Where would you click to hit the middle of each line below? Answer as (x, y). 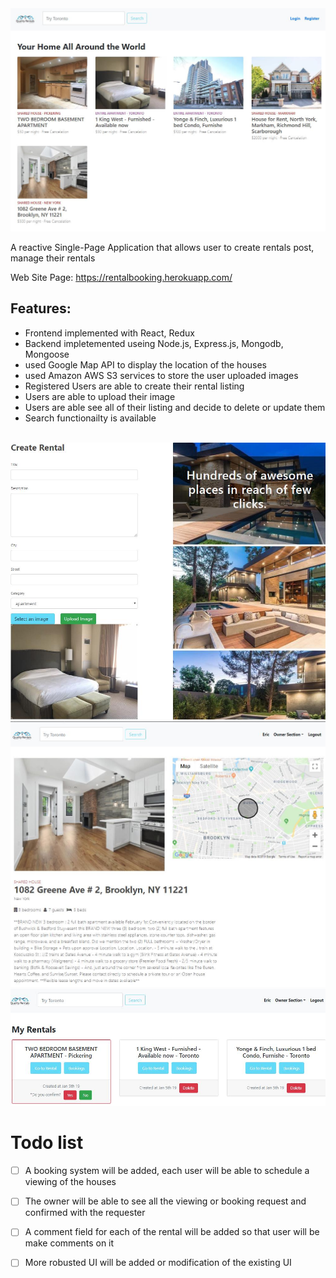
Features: (41, 308)
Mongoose (47, 354)
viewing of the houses (70, 1182)
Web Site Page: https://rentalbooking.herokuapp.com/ (121, 277)
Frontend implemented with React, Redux (109, 333)
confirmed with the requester (85, 1213)
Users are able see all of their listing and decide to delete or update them (175, 407)
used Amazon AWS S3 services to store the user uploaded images (161, 375)
